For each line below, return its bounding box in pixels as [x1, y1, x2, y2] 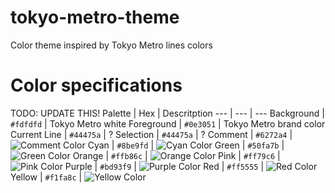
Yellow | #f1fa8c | [10, 171, 83, 183]
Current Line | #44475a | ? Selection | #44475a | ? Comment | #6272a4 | [10, 128, 293, 140]
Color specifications [10, 74, 183, 97]
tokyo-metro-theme [10, 6, 180, 29]
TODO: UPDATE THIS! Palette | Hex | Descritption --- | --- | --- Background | [10, 107, 325, 119]
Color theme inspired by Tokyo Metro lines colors [10, 39, 213, 51]
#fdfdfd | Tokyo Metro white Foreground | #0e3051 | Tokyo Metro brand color [10, 117, 326, 130]
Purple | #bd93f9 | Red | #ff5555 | [64, 160, 265, 172]
